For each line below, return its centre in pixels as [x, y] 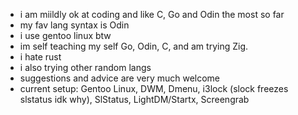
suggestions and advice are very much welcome [120, 78]
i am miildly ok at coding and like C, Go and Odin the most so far [152, 14]
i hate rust [40, 57]
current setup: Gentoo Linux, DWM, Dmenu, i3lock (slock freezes [154, 88]
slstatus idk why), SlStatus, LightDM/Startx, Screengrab [134, 99]
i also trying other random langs [85, 67]
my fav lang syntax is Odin [74, 25]
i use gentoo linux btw [65, 35]
